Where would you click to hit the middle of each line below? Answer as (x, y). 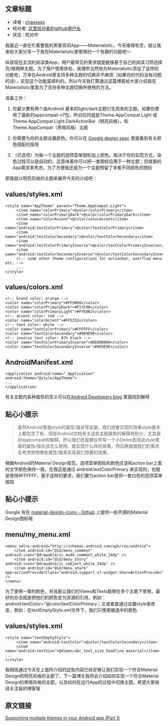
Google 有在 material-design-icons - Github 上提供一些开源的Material (76, 512)
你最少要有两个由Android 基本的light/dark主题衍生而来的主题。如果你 (83, 108)
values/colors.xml (34, 287)
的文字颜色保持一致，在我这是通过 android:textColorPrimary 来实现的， (78, 469)
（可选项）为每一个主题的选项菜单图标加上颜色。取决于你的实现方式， (85, 155)
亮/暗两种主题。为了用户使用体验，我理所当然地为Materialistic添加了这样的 (82, 68)
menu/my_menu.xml (38, 535)
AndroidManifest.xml (39, 362)
